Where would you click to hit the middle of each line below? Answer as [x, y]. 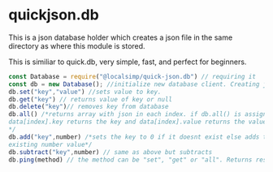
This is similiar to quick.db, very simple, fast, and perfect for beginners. [128, 62]
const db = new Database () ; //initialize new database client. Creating [134, 84]
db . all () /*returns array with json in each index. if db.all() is [125, 114]
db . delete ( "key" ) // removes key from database [89, 107]
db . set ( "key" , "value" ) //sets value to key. [85, 92]
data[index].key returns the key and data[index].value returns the [127, 122]
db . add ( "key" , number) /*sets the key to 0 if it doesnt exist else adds [134, 137]
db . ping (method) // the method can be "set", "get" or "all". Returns [130, 160]
